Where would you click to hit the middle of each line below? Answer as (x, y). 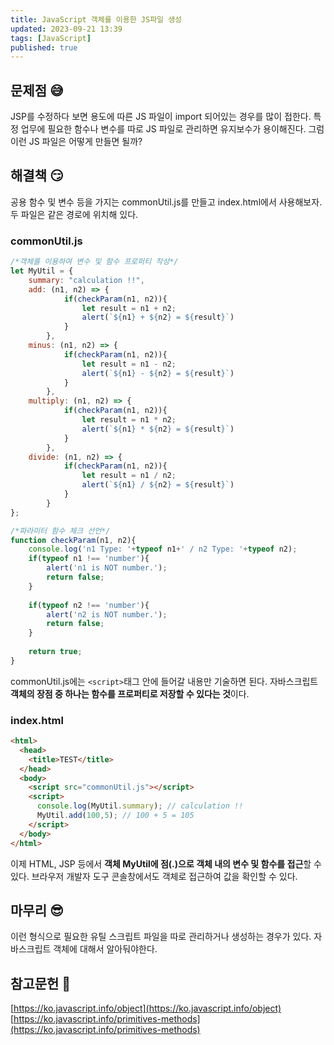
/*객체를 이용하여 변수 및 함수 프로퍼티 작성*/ (94, 262)
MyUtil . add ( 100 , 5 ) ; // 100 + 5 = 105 (115, 816)
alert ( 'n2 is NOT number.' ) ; (107, 614)
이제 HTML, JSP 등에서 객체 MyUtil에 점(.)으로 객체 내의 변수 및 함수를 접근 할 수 (166, 863)
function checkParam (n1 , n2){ (73, 540)
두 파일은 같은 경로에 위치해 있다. (74, 214)
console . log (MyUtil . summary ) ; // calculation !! (140, 806)
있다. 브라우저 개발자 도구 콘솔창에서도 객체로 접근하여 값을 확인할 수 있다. (154, 876)
